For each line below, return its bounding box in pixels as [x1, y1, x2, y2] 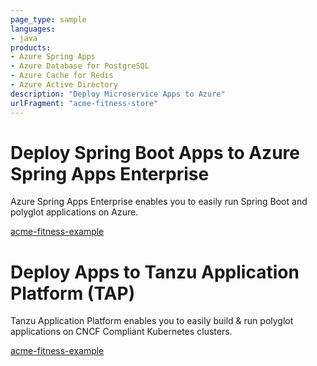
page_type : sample [10, 14, 87, 25]
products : [10, 42, 52, 53]
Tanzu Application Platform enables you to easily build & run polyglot [10, 315, 294, 327]
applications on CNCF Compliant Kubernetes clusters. [10, 326, 233, 338]
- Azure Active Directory [10, 80, 118, 90]
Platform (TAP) [10, 282, 136, 305]
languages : [10, 24, 56, 34]
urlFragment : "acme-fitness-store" [10, 98, 159, 108]
